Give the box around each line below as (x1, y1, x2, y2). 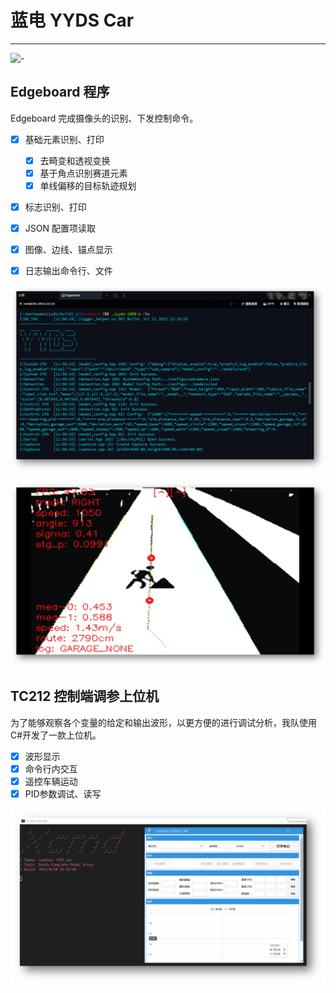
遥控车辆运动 (24, 775, 78, 787)
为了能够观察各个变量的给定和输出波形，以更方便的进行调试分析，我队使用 (10, 716, 317, 728)
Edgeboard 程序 (10, 84, 110, 101)
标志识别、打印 (24, 201, 87, 213)
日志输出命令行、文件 (24, 265, 113, 277)
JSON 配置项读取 (24, 222, 96, 235)
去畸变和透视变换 (39, 154, 111, 166)
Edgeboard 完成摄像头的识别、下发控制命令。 (10, 112, 199, 124)
